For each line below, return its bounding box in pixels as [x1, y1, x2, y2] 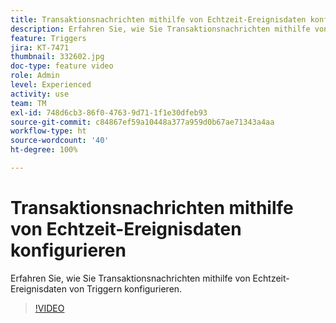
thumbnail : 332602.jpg [10, 52, 105, 62]
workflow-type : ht [10, 126, 87, 136]
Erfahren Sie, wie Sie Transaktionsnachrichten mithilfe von [10, 272, 251, 284]
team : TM [10, 98, 47, 108]
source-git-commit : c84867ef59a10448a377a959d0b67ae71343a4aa [10, 117, 275, 127]
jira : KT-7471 [10, 42, 70, 53]
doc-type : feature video [10, 61, 114, 71]
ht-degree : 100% [10, 145, 78, 155]
